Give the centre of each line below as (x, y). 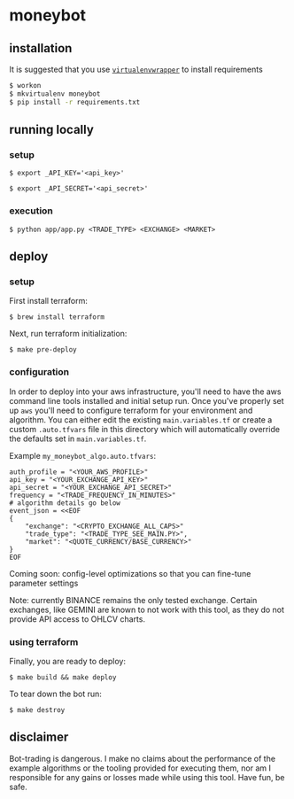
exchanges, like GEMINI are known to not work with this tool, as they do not (147, 609)
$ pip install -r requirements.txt (75, 102)
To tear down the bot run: (55, 694)
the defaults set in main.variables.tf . (78, 438)
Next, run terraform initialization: (68, 334)
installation (41, 48)
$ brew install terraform (57, 317)
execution (31, 211)
